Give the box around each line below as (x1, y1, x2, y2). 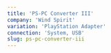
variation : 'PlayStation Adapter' (7, 23, 107, 30)
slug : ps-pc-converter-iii (7, 36, 85, 43)
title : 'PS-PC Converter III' (7, 10, 94, 17)
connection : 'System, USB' (7, 29, 85, 36)
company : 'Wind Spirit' (7, 17, 76, 23)
